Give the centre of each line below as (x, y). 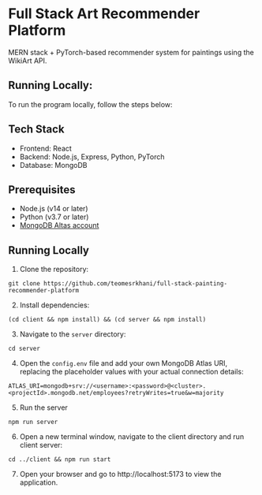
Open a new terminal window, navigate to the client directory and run (132, 437)
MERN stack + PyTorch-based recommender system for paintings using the (131, 52)
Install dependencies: (54, 305)
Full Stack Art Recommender (104, 14)
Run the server (44, 408)
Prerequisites (42, 190)
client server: (41, 445)
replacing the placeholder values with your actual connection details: (131, 372)
